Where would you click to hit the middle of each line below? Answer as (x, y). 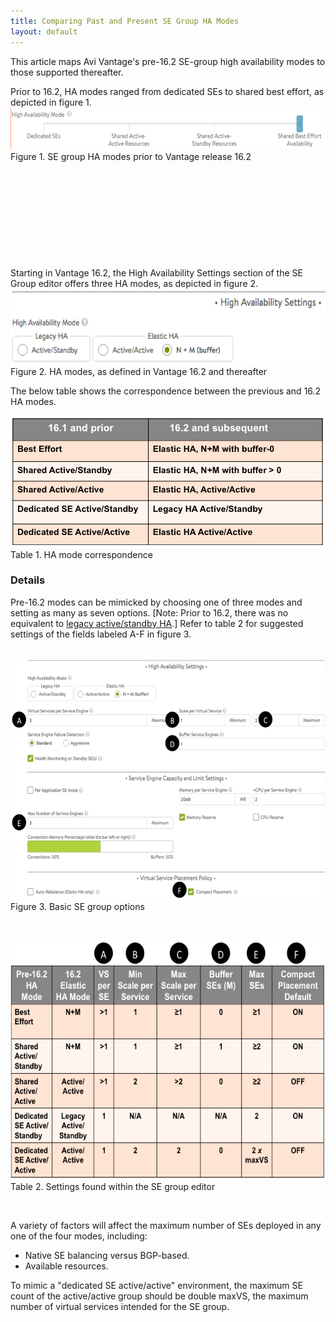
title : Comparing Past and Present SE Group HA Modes (125, 21)
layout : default (44, 31)
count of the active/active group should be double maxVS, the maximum (159, 1296)
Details (28, 580)
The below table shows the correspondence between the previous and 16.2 (166, 391)
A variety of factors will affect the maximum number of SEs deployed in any (166, 1225)
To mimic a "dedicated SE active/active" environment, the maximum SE (156, 1285)
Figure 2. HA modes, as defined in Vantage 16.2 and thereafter (139, 371)
